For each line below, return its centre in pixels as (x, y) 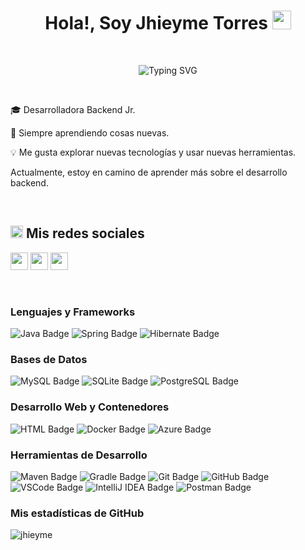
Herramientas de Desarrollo (79, 455)
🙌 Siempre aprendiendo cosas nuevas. (90, 132)
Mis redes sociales (85, 233)
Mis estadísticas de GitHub (77, 513)
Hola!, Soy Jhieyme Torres (156, 23)
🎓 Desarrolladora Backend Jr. (73, 109)
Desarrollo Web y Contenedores (90, 407)
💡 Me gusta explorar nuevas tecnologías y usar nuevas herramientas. (153, 152)
